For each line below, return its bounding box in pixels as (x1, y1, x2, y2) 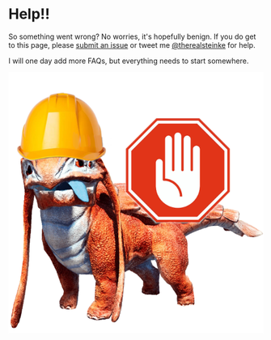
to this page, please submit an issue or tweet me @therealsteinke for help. (8, 40, 256, 49)
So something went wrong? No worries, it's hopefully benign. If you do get (8, 32, 256, 41)
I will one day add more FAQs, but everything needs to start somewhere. (8, 56, 249, 66)
